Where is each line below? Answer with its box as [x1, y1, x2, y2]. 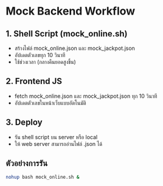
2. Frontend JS [5, 76, 62, 86]
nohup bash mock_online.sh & [5, 174, 80, 181]
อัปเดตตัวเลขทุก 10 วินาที [14, 52, 66, 58]
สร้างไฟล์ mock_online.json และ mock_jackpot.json [14, 44, 135, 52]
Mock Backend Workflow [5, 4, 136, 18]
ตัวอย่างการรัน [5, 158, 48, 168]
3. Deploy [5, 117, 43, 128]
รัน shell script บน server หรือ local [14, 133, 98, 140]
